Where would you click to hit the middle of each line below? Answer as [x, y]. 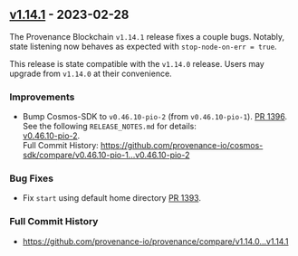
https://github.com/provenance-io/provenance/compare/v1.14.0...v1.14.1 [155, 241]
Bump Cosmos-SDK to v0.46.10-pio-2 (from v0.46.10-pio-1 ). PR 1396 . [155, 117]
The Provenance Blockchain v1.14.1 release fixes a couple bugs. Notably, [147, 36]
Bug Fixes [32, 178]
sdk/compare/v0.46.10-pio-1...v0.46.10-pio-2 [106, 155]
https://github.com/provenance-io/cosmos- [182, 146]
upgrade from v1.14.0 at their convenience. [91, 73]
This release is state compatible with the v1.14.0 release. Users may [137, 63]
